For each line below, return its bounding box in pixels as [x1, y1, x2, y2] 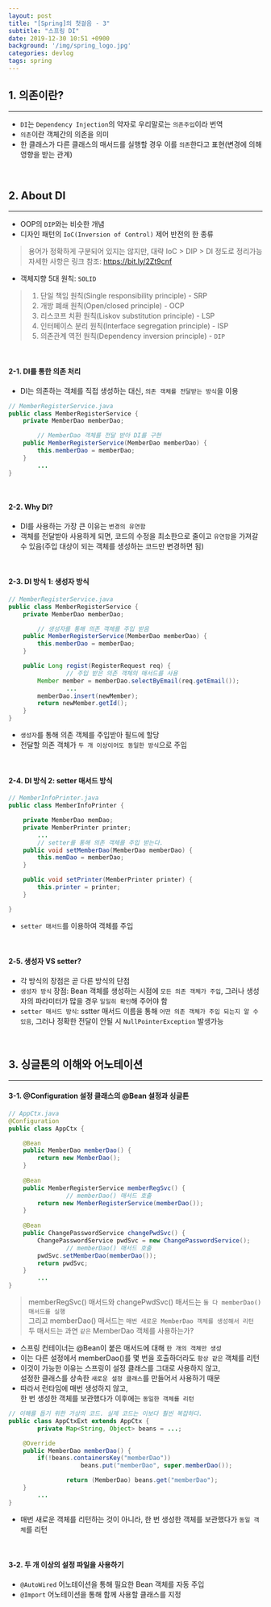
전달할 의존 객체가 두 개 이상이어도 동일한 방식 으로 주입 [19, 740, 188, 750]
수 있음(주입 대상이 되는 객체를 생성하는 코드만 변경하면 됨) [19, 541, 204, 551]
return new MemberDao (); [37, 1154, 121, 1162]
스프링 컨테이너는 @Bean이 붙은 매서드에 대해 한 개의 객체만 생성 [19, 1343, 222, 1353]
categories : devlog [8, 49, 74, 57]
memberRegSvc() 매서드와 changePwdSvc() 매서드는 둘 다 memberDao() [27, 1297, 262, 1307]
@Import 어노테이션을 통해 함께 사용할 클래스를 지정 [19, 1589, 181, 1599]
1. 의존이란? [8, 89, 65, 102]
